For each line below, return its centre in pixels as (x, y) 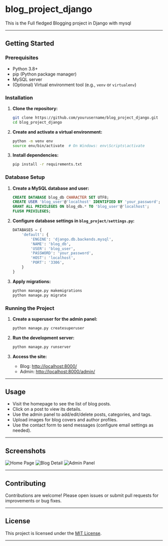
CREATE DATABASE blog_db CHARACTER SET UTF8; (60, 197)
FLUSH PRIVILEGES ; (31, 211)
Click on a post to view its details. (47, 409)
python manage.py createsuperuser (48, 328)
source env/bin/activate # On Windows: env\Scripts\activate (78, 146)
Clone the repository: (35, 108)
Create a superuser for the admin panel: (55, 319)
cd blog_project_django (37, 122)
